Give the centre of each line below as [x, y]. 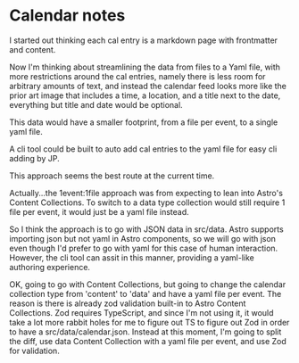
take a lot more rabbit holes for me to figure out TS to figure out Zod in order [149, 322]
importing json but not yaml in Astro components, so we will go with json [143, 238]
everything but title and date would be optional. [96, 104]
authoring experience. [50, 267]
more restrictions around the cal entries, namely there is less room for [137, 76]
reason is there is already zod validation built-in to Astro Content [128, 303]
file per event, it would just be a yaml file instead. [99, 211]
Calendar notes [67, 16]
